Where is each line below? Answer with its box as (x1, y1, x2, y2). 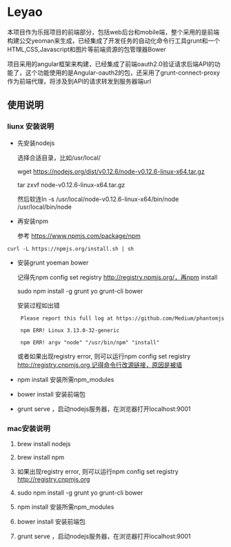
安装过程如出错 (17, 301, 60, 309)
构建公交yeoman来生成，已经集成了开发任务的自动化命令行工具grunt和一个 (7, 36, 221, 45)
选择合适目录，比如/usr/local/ (17, 153, 101, 162)
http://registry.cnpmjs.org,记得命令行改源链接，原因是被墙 (17, 361, 183, 369)
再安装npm (17, 217, 48, 225)
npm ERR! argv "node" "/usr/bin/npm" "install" (20, 339, 160, 346)
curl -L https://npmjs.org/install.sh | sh (7, 245, 134, 252)
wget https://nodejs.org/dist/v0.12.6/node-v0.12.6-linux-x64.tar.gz (17, 167, 205, 175)
